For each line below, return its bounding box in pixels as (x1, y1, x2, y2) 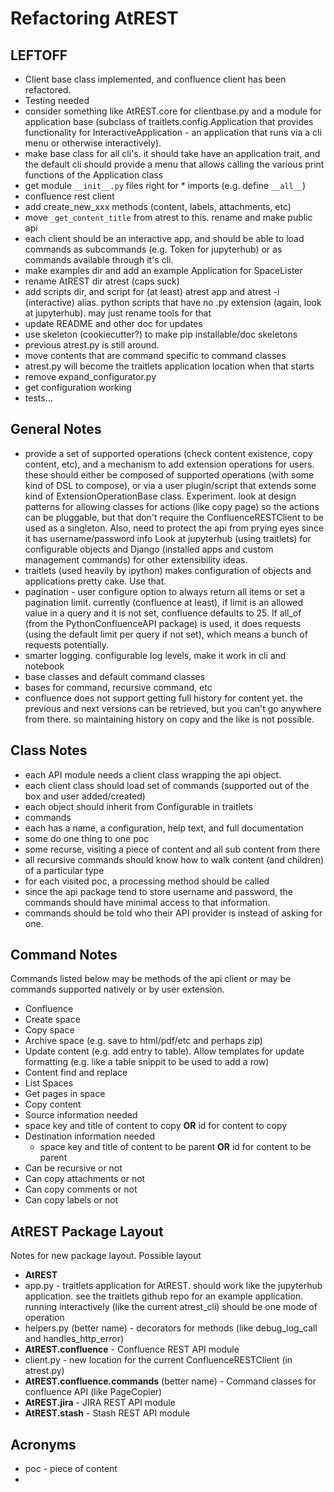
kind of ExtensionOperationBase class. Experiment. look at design (24, 490, 297, 502)
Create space (24, 1013, 81, 1026)
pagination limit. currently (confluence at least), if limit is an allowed (24, 596, 304, 608)
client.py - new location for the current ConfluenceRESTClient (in (24, 1354, 293, 1366)
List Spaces (24, 1077, 74, 1089)
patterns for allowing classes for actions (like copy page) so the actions (24, 500, 320, 512)
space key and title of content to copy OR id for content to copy (24, 1120, 288, 1132)
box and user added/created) (24, 790, 146, 802)
